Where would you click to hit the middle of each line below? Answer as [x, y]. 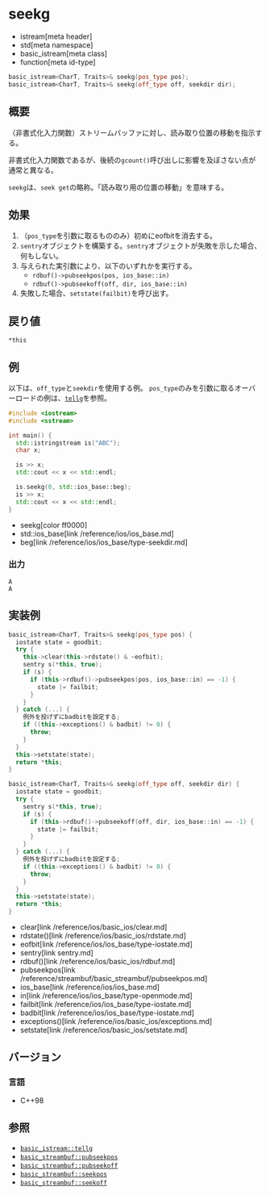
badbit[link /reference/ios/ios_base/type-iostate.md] [107, 1013]
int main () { [30, 435]
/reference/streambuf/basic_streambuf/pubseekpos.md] [114, 979]
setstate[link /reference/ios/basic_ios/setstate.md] [104, 1030]
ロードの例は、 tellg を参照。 [63, 398]
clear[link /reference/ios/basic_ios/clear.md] [93, 927]
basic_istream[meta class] [63, 53]
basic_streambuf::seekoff [63, 1183]
